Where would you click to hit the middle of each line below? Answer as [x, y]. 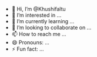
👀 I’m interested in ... [36, 15]
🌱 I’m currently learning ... [43, 21]
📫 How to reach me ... [39, 34]
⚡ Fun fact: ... [28, 49]
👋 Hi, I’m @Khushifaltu [39, 9]
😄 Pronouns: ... [31, 42]
